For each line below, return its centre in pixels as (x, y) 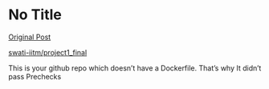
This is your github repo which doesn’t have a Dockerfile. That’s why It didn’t (135, 68)
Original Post (30, 37)
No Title (35, 15)
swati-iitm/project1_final (48, 52)
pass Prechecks (35, 76)
